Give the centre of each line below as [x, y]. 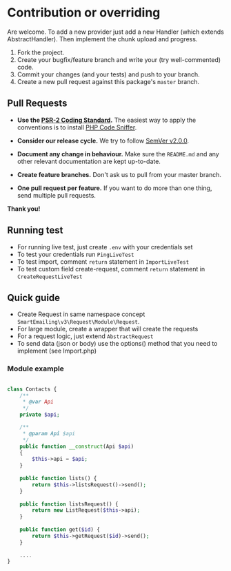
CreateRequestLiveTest [50, 277]
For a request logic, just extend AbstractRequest [85, 336]
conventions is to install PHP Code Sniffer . [77, 127]
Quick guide [34, 298]
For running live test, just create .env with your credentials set [105, 247]
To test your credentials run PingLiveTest [76, 254]
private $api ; [40, 415]
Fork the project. [41, 52]
